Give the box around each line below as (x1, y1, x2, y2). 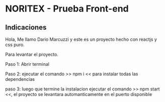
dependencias (5, 76, 35, 82)
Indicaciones (5, 23, 47, 32)
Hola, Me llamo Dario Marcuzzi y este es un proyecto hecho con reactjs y (5, 36, 157, 42)
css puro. (5, 42, 25, 48)
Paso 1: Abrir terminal (5, 61, 49, 67)
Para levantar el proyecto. (5, 51, 59, 57)
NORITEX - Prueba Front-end (5, 3, 129, 15)
